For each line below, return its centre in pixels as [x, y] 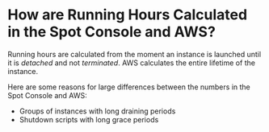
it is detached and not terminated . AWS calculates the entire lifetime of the [132, 63]
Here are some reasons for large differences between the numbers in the [129, 87]
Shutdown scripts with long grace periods [89, 119]
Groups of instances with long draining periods [97, 111]
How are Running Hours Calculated [128, 15]
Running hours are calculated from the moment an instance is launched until [134, 54]
